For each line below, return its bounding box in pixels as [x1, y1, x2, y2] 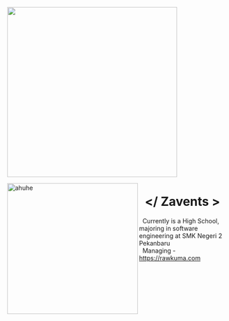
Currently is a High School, [142, 216, 219, 225]
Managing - [142, 246, 176, 255]
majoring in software [139, 224, 198, 232]
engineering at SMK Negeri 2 [139, 231, 223, 240]
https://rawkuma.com [139, 253, 200, 262]
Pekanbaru [139, 239, 171, 247]
